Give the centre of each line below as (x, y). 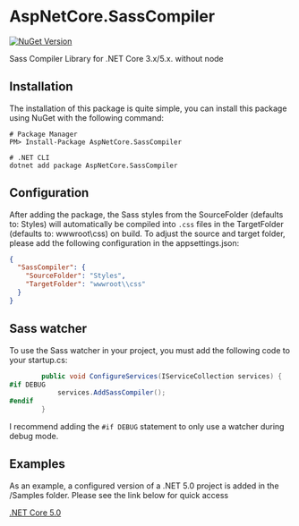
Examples (37, 464)
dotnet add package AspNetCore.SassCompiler (94, 165)
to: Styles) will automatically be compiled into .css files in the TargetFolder (146, 224)
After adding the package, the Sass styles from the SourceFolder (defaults (146, 214)
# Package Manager (43, 134)
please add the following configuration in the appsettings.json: (124, 242)
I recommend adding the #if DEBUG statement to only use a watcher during (147, 426)
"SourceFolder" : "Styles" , (76, 276)
